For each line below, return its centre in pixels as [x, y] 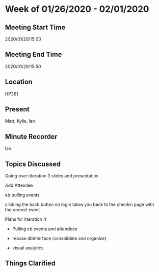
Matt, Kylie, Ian [20, 121]
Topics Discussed [33, 164]
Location [19, 82]
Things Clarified [30, 263]
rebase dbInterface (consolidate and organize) [59, 238]
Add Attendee [19, 185]
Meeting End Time [34, 54]
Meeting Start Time [35, 27]
